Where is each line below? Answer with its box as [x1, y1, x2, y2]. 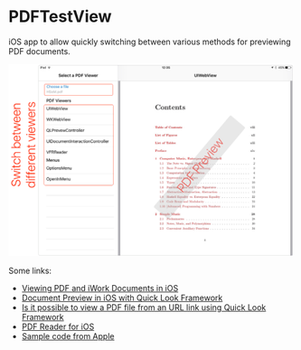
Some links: [8, 265, 52, 277]
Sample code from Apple [21, 331, 115, 342]
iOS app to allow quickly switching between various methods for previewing [8, 36, 291, 47]
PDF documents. [8, 45, 71, 56]
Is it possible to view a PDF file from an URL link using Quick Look [21, 302, 267, 313]
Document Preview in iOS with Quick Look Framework [21, 292, 223, 304]
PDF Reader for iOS [21, 321, 95, 332]
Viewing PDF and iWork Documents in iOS [21, 283, 179, 294]
